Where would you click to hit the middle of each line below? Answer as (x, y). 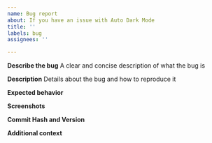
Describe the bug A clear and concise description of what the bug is (106, 66)
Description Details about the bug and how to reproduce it (92, 79)
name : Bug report (33, 14)
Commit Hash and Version (46, 120)
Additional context (35, 133)
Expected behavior (35, 93)
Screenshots (26, 106)
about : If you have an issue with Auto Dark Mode (81, 20)
